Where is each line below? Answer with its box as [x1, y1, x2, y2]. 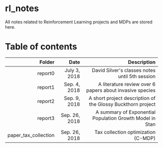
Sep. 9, [64, 95, 80, 101]
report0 [37, 70, 55, 77]
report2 [37, 98, 55, 104]
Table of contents [5, 41, 78, 52]
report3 [37, 115, 55, 121]
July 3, [65, 66, 80, 73]
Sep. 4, [64, 81, 80, 87]
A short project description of [88, 95, 156, 101]
